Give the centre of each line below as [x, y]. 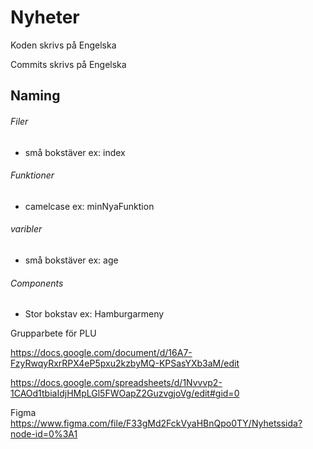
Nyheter [45, 17]
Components [37, 283]
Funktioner [32, 175]
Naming [35, 96]
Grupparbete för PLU [53, 333]
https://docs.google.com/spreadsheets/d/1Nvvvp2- [116, 383]
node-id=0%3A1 [44, 434]
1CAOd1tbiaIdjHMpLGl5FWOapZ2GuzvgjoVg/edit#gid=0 [125, 393]
